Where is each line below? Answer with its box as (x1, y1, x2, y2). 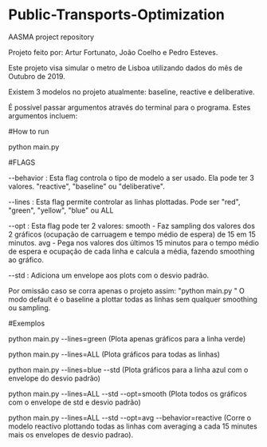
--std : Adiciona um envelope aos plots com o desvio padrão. (8, 270, 210, 280)
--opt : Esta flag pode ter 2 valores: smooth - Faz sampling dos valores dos (8, 221, 255, 230)
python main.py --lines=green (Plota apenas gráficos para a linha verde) (8, 333, 246, 343)
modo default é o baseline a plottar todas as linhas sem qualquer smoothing (8, 294, 257, 304)
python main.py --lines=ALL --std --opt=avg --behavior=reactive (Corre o (8, 413, 252, 422)
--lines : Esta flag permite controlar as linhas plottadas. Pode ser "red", (8, 197, 241, 206)
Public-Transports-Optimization (8, 6, 225, 24)
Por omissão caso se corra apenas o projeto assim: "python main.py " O (8, 285, 245, 295)
